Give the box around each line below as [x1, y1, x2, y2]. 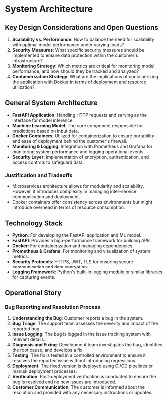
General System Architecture [5, 99, 98, 107]
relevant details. [12, 336, 46, 342]
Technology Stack [5, 219, 63, 227]
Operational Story [5, 289, 62, 297]
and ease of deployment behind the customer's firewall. [12, 138, 128, 144]
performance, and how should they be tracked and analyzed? [12, 68, 139, 74]
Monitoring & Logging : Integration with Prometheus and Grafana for [12, 143, 153, 149]
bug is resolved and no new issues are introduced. [12, 379, 116, 385]
